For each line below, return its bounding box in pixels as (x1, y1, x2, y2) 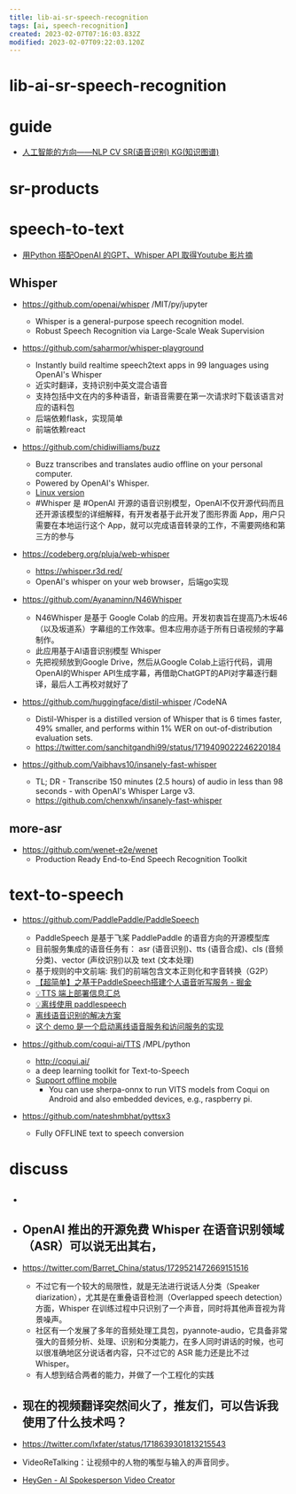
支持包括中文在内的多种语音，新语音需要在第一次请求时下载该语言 (35, 391, 277, 401)
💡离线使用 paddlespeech (35, 999, 127, 1010)
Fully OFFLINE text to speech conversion (35, 1128, 184, 1139)
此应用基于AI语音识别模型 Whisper (35, 646, 161, 657)
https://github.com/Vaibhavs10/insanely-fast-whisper (21, 759, 217, 770)
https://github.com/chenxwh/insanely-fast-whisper (35, 795, 222, 806)
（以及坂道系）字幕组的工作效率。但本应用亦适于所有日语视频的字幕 (35, 624, 284, 634)
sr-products (9, 178, 99, 198)
